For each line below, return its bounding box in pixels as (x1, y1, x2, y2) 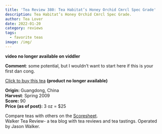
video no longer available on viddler (5, 53, 80, 59)
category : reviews (5, 26, 43, 31)
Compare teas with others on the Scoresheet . (5, 113, 98, 119)
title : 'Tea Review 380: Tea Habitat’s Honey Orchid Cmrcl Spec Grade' (5, 7, 156, 12)
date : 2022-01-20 (5, 21, 41, 26)
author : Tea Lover (5, 16, 43, 21)
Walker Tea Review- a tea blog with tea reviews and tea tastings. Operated (5, 118, 158, 124)
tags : (5, 30, 16, 35)
